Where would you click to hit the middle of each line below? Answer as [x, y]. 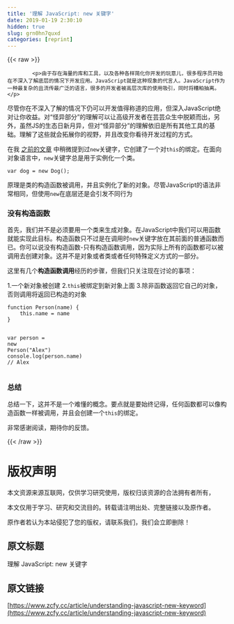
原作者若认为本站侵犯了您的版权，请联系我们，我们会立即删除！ [99, 522]
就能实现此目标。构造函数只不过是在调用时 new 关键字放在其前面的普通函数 [112, 238]
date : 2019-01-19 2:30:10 [45, 20]
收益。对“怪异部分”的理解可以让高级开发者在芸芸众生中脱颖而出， [120, 117]
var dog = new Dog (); [39, 172]
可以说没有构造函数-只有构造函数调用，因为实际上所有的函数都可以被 [125, 248]
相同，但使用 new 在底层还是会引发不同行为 [73, 194]
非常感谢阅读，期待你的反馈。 [50, 427]
